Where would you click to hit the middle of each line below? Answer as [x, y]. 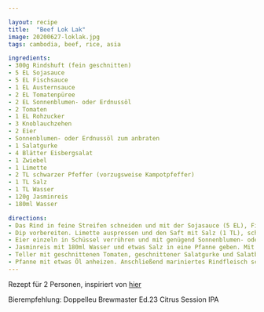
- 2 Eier [22, 131]
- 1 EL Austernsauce [42, 87]
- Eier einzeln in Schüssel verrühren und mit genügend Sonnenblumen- [126, 240]
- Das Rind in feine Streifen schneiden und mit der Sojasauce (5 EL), [128, 225]
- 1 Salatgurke [33, 146]
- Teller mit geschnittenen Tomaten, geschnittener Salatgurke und [121, 255]
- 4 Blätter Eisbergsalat [50, 153]
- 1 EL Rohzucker [37, 117]
